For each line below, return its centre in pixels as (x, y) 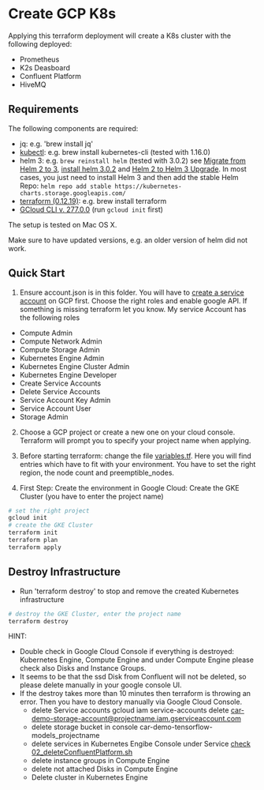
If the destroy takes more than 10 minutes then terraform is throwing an (135, 694)
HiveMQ (33, 85)
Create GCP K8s (62, 14)
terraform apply (35, 547)
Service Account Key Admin (65, 400)
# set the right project (49, 510)
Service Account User (56, 408)
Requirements (43, 109)
